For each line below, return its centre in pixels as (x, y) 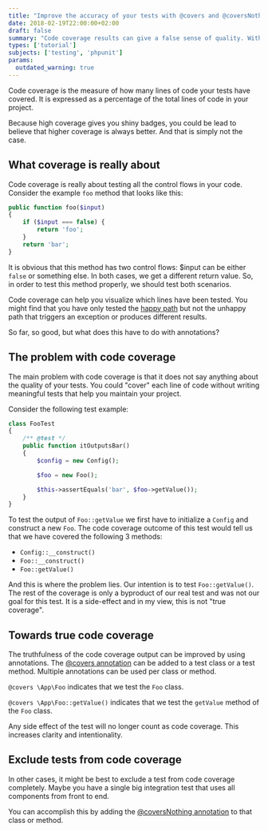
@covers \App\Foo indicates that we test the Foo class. (96, 687)
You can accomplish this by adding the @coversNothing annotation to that (130, 811)
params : (21, 61)
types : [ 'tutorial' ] (43, 46)
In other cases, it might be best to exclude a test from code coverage (122, 779)
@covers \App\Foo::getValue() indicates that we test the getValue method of (134, 702)
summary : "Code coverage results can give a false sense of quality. (126, 38)
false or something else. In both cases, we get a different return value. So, (131, 276)
